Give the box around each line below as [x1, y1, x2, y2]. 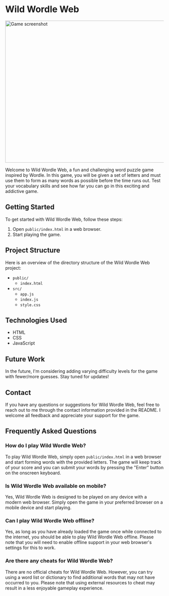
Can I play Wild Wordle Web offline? [5, 517, 95, 524]
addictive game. [5, 188, 39, 194]
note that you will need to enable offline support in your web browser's [5, 539, 152, 545]
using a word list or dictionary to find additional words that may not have [5, 574, 155, 580]
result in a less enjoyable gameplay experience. [5, 585, 104, 591]
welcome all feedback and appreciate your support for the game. [5, 413, 140, 418]
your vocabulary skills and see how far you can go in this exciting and [5, 183, 150, 189]
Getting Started [5, 203, 55, 212]
